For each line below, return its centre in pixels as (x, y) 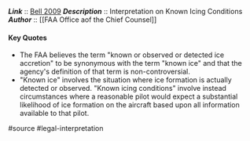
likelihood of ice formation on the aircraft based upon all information (129, 105)
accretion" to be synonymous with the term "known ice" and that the (131, 63)
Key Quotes (28, 38)
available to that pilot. (54, 114)
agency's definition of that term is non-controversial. (105, 72)
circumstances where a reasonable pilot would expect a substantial (129, 96)
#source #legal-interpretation (56, 128)
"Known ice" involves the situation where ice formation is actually (125, 80)
